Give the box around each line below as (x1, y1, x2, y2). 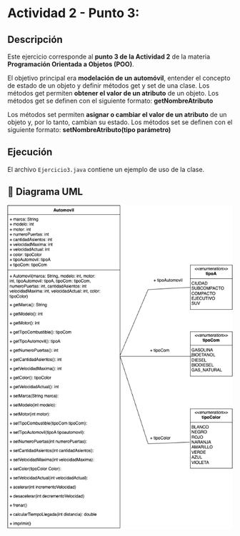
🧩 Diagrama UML (7, 186, 84, 198)
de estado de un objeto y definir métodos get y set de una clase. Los (7, 81, 210, 90)
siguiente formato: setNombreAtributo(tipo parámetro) (7, 126, 171, 133)
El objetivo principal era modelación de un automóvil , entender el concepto (7, 74, 231, 82)
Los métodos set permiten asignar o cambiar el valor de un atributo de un (7, 111, 227, 118)
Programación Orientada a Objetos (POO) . (7, 60, 134, 69)
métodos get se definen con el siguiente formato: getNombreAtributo (7, 96, 214, 105)
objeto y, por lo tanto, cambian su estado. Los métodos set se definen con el (7, 118, 233, 126)
